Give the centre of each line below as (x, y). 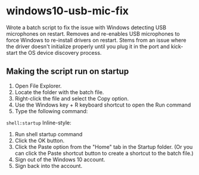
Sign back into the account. (48, 165)
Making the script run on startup (68, 72)
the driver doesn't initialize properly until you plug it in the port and (88, 46)
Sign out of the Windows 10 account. (60, 160)
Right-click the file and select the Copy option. (72, 98)
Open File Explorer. (38, 86)
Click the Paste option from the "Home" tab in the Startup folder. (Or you (104, 146)
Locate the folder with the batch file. (59, 92)
